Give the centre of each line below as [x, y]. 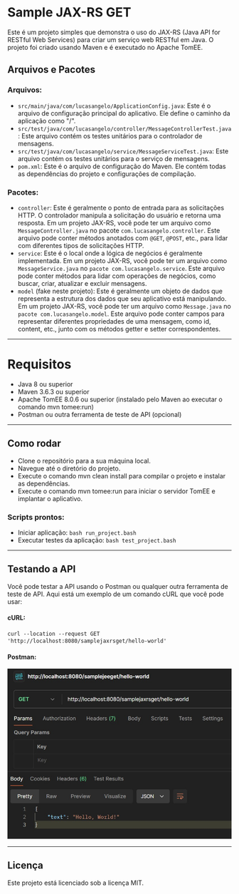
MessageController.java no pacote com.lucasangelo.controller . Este [119, 230]
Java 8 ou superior [45, 384]
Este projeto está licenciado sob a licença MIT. [76, 883]
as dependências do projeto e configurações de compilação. [107, 174]
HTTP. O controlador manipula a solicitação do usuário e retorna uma [119, 215]
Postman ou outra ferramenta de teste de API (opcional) [100, 414]
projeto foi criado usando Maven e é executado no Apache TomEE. [105, 47]
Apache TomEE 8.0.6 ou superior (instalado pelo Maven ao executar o [120, 399]
